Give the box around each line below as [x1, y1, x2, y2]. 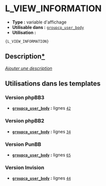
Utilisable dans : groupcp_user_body [12, 24, 84, 30]
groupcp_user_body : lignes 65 [12, 152, 71, 158]
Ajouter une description [5, 65, 53, 71]
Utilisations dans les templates [5, 79, 101, 88]
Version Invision [5, 164, 44, 171]
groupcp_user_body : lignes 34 [12, 128, 71, 135]
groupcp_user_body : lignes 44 [12, 175, 71, 181]
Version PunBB [5, 140, 42, 147]
